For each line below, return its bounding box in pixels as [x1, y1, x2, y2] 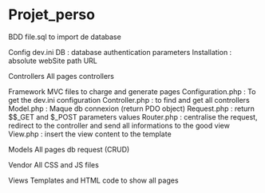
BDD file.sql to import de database [8, 32, 121, 41]
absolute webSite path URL [8, 56, 97, 65]
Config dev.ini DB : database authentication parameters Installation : [8, 47, 232, 57]
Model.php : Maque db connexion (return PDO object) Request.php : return [8, 104, 255, 113]
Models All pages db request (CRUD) [8, 144, 130, 154]
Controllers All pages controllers [8, 71, 114, 81]
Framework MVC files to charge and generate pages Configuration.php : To [8, 86, 256, 96]
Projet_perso [8, 6, 96, 24]
